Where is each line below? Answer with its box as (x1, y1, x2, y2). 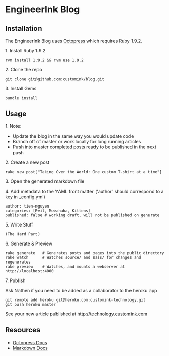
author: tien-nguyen (5, 203, 50, 209)
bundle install (5, 96, 38, 101)
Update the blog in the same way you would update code (12, 133, 134, 139)
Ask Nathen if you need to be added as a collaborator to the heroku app (5, 287, 157, 293)
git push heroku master (5, 302, 57, 307)
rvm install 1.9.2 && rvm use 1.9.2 (5, 58, 84, 63)
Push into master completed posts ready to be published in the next (12, 144, 157, 150)
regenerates (5, 259, 31, 265)
